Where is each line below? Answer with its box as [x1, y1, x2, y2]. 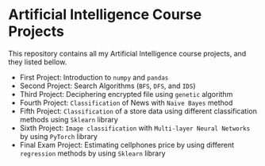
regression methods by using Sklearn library [19, 149, 166, 158]
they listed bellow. [8, 57, 67, 67]
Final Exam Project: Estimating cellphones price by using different [19, 140, 235, 149]
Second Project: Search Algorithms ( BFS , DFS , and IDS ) [19, 81, 196, 91]
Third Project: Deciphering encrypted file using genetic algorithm [19, 89, 233, 98]
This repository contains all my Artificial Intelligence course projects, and [8, 48, 247, 58]
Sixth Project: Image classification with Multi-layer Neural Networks [19, 123, 251, 133]
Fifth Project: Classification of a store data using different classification [19, 106, 258, 116]
